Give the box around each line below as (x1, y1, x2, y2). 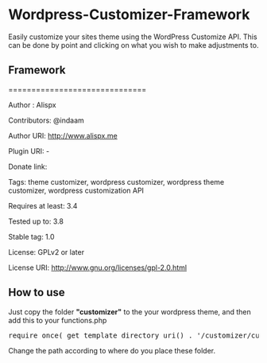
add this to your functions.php (8, 315, 107, 325)
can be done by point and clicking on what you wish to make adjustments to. (8, 40, 259, 49)
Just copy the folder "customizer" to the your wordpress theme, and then (8, 306, 252, 316)
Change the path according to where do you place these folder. (8, 345, 216, 355)
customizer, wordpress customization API (8, 185, 145, 195)
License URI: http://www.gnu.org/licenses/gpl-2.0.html (8, 263, 188, 272)
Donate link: (8, 162, 48, 171)
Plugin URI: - (8, 146, 50, 156)
